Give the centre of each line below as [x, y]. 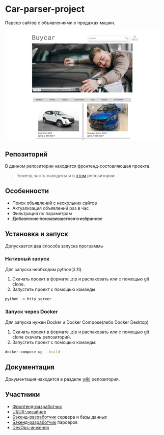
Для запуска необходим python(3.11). [44, 269]
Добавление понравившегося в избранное [57, 218]
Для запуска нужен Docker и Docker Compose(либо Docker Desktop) [77, 322]
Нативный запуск [27, 258]
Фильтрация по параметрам [42, 213]
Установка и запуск [37, 234]
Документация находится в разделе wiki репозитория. [63, 379]
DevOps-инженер [31, 427]
